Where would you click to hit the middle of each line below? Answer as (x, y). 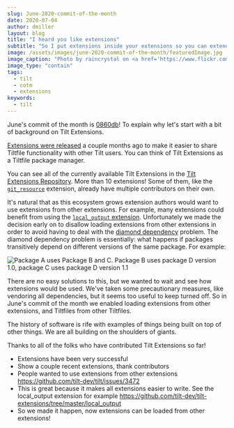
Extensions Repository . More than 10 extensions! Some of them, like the (110, 181)
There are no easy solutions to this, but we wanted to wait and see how (109, 281)
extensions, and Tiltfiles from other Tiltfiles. (70, 311)
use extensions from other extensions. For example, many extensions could (116, 209)
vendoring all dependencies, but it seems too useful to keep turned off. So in (117, 296)
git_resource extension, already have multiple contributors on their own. (111, 189)
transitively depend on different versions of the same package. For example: (117, 246)
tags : (15, 72)
